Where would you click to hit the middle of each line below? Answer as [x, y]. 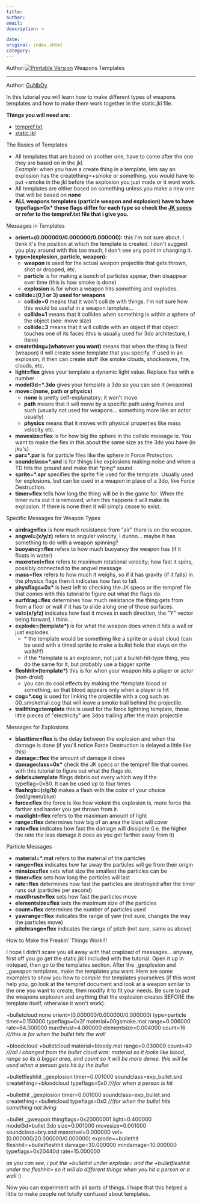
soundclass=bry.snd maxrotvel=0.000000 [59, 1132]
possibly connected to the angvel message [68, 568]
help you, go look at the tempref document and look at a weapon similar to [98, 984]
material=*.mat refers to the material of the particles [80, 858]
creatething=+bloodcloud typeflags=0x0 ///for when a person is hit [90, 1083]
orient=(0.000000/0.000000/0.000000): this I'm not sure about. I [99, 237]
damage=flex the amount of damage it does [70, 758]
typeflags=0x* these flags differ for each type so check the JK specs [103, 207]
